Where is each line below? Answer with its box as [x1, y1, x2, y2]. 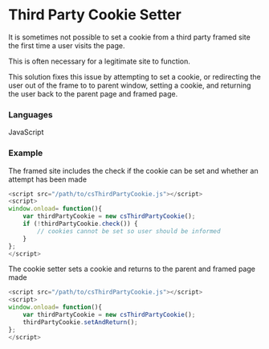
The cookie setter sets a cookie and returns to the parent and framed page [8, 264, 255, 274]
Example [8, 147, 43, 158]
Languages [8, 109, 54, 120]
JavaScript [8, 127, 44, 138]
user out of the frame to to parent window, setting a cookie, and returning [8, 80, 251, 90]
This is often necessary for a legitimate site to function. [8, 56, 191, 66]
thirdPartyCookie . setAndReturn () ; [22, 318, 138, 326]
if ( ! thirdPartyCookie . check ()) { [22, 220, 138, 228]
